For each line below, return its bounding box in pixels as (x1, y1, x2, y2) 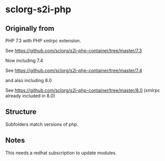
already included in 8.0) (5, 93, 55, 98)
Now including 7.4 (5, 57, 44, 64)
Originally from (5, 24, 55, 33)
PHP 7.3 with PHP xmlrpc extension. (5, 37, 81, 44)
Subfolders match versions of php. (5, 121, 78, 127)
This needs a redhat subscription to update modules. (5, 150, 117, 156)
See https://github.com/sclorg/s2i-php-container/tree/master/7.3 (5, 48, 142, 53)
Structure (5, 108, 37, 116)
